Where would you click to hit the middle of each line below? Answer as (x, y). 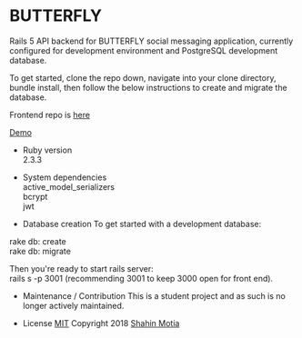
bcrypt (35, 196)
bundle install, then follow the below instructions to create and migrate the (149, 87)
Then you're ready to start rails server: (81, 268)
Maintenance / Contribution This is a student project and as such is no (154, 295)
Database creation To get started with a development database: (142, 224)
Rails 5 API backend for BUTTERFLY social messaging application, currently (151, 41)
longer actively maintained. (73, 305)
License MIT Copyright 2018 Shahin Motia (101, 323)
